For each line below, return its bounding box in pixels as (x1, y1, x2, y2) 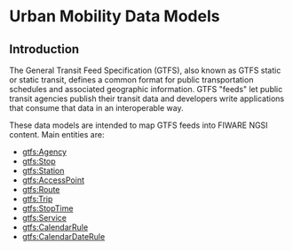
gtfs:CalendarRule (21, 222, 89, 232)
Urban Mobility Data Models (9, 6, 220, 27)
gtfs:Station (21, 166, 65, 176)
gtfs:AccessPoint (21, 175, 85, 185)
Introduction (9, 42, 80, 57)
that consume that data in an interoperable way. (9, 103, 184, 113)
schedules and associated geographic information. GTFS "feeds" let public (9, 84, 283, 94)
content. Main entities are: (9, 129, 105, 139)
